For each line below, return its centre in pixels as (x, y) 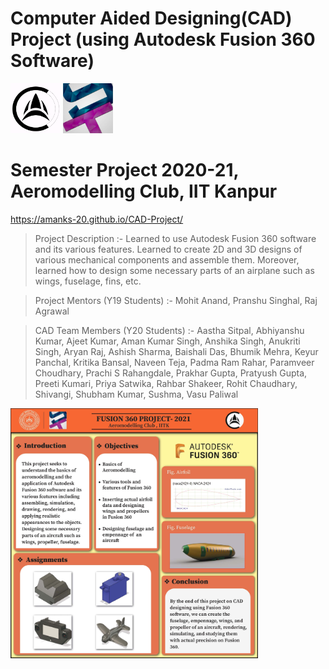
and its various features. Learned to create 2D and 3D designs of (168, 249)
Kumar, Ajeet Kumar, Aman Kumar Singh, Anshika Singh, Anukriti (167, 341)
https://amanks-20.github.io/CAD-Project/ (97, 219)
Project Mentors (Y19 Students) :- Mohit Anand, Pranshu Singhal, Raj (176, 300)
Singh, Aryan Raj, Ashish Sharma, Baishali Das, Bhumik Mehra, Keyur (176, 351)
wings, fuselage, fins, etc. (88, 281)
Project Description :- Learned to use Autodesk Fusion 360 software (175, 238)
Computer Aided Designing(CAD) (151, 18)
